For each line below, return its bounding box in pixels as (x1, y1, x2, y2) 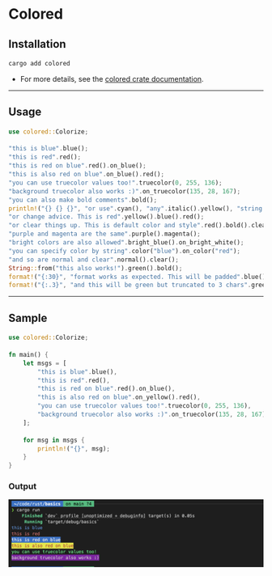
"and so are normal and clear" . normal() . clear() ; (8, 256, 180, 264)
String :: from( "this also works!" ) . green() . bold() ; (8, 264, 183, 272)
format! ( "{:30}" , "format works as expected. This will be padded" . (8, 273, 244, 281)
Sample (8, 311, 48, 324)
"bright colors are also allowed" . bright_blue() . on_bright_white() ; (8, 239, 244, 247)
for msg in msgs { (23, 436, 85, 444)
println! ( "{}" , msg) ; (37, 444, 111, 453)
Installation (8, 37, 66, 51)
